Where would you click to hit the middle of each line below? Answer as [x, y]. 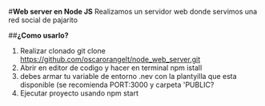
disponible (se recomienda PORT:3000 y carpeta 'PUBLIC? [117, 84]
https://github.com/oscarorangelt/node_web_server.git [110, 59]
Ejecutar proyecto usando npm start [79, 93]
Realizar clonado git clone [62, 51]
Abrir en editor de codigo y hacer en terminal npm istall [111, 68]
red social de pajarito [43, 20]
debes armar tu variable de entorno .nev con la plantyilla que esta [128, 76]
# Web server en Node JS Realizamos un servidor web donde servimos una [133, 12]
